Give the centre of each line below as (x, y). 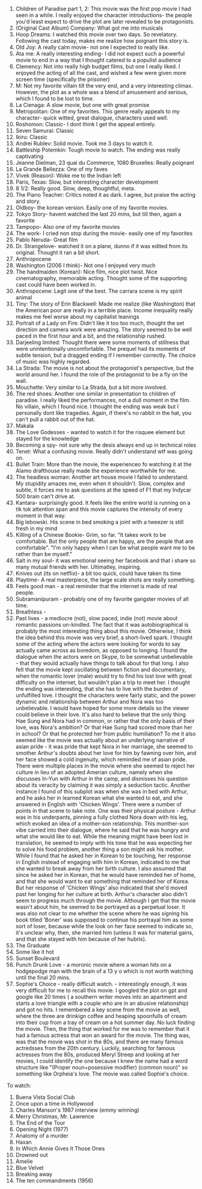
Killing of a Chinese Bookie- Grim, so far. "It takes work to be (91, 535)
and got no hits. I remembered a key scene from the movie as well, (98, 1010)
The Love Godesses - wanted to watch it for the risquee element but (100, 432)
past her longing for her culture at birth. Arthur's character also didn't (102, 894)
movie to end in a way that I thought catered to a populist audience (98, 60)
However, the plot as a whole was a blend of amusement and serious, (102, 92)
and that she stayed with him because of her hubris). (81, 939)
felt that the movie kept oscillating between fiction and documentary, (101, 669)
